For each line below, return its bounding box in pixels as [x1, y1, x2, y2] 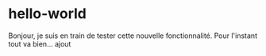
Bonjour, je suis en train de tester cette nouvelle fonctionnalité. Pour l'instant [8, 31, 258, 40]
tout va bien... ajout [8, 39, 71, 48]
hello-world [8, 5, 87, 23]
